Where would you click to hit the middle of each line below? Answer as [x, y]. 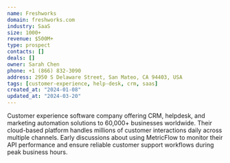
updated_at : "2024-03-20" [44, 97]
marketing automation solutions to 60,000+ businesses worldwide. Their [110, 123]
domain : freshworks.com [41, 20]
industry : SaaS [29, 26]
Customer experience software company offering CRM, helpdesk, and [106, 116]
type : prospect [29, 45]
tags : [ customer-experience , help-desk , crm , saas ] [82, 84]
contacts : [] [26, 52]
